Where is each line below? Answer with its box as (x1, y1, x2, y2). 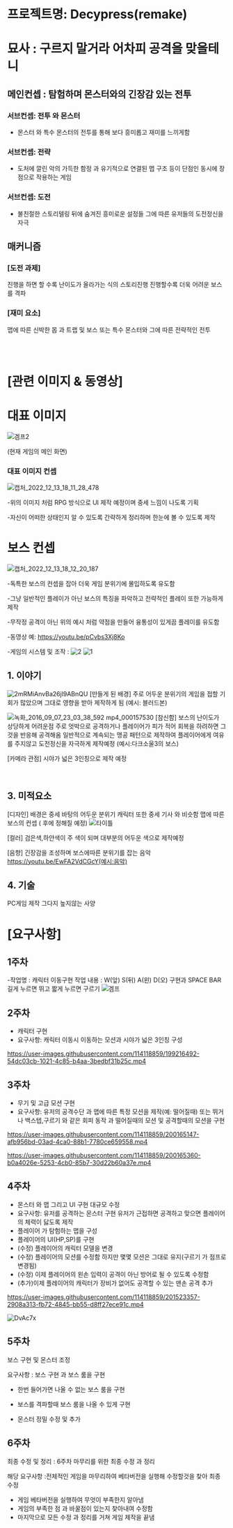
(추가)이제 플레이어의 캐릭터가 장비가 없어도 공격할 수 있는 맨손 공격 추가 (17, 1278, 214, 1287)
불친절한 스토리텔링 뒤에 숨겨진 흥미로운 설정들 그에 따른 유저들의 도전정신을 (17, 209, 224, 218)
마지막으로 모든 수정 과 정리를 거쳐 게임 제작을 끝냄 (17, 1513, 155, 1521)
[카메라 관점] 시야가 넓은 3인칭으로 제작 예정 (7, 754, 127, 763)
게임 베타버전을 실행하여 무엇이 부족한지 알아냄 (17, 1495, 144, 1504)
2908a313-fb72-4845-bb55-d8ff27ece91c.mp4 (7, 1300, 144, 1308)
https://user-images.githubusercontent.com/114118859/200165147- (7, 1130, 200, 1139)
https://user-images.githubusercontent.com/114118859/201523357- (7, 1292, 200, 1301)
